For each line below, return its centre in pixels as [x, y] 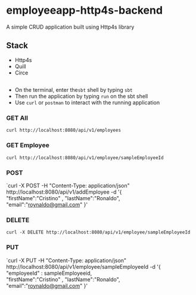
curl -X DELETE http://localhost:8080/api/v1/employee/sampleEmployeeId [98, 232]
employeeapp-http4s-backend [84, 10]
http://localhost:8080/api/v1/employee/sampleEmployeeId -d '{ [83, 266]
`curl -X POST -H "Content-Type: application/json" [68, 186]
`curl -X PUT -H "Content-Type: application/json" [66, 260]
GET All [17, 118]
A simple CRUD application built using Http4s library [70, 27]
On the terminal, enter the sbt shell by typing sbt [74, 90]
